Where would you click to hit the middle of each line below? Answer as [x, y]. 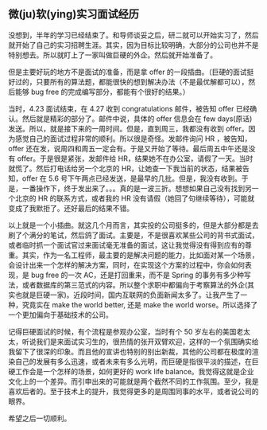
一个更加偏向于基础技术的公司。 [60, 315]
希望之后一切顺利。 [40, 418]
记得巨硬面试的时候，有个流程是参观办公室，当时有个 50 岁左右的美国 [122, 331]
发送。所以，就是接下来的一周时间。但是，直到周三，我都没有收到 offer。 [128, 128]
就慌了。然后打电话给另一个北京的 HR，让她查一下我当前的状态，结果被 [126, 168]
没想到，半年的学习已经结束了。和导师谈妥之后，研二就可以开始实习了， [126, 35]
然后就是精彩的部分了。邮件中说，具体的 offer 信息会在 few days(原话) [137, 119]
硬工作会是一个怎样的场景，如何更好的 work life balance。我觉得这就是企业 [131, 371]
